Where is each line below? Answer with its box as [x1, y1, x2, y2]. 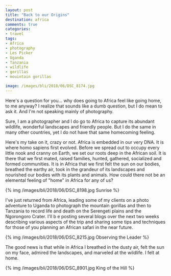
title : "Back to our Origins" [5, 12, 70, 17]
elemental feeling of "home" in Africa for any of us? [5, 177, 113, 183]
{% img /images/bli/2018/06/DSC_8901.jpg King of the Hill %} [5, 265, 135, 271]
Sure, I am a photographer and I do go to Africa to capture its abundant [5, 118, 155, 124]
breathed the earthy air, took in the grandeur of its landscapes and [5, 166, 145, 172]
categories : [5, 27, 31, 32]
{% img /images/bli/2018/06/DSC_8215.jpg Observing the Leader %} [5, 234, 150, 240]
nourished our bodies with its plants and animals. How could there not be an [5, 172, 165, 178]
